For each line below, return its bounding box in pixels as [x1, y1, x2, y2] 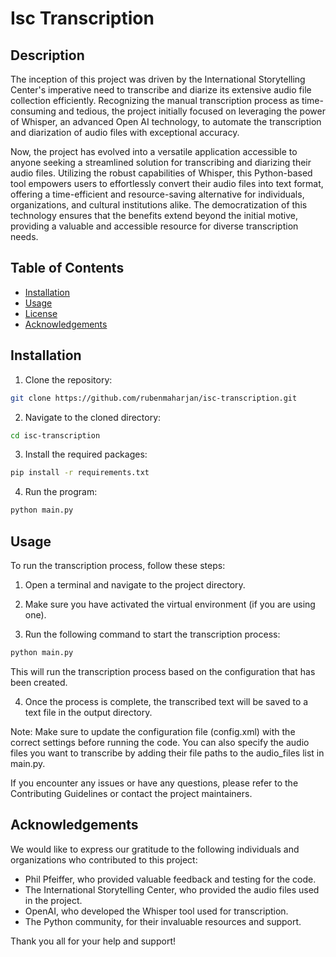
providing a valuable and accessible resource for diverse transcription [10, 220, 299, 232]
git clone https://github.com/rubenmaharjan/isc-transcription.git [10, 393, 298, 403]
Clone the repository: [24, 373, 113, 386]
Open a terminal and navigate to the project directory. [24, 578, 246, 591]
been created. [10, 676, 68, 688]
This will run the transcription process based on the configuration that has [10, 665, 316, 677]
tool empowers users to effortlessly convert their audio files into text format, [10, 178, 324, 189]
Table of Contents [10, 260, 125, 277]
